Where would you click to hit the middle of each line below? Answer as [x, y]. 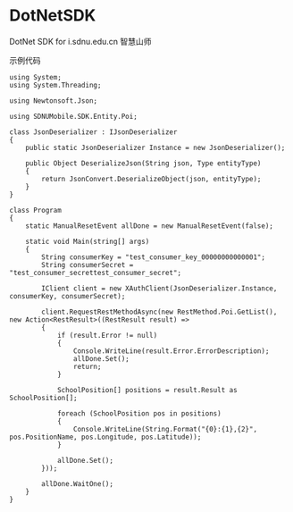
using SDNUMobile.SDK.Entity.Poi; [74, 116]
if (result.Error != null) [107, 335]
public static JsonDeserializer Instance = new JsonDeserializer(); [155, 147]
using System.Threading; [55, 85]
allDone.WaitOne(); [78, 483]
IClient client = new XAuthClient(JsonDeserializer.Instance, [159, 288]
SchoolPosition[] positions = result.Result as [147, 390]
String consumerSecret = [88, 264]
